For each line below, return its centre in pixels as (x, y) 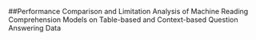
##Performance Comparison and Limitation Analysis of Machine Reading (128, 11)
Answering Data (35, 28)
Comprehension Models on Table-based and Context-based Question (123, 20)
